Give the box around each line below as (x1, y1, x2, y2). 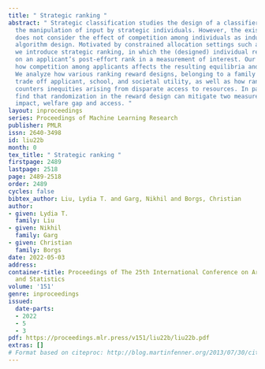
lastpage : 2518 (8, 166, 58, 173)
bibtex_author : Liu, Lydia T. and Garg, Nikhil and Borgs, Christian (8, 195, 242, 203)
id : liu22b (8, 136, 44, 144)
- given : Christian (8, 239, 73, 247)
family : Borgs (15, 246, 62, 254)
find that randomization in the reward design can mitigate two (15, 92, 231, 100)
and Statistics (15, 275, 65, 284)
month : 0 (8, 143, 37, 151)
